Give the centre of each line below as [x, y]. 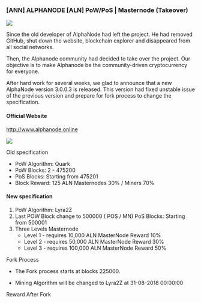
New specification [29, 196]
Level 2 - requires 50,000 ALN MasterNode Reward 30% [94, 241]
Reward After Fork [29, 294]
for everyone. [23, 71]
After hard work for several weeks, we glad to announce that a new [89, 83]
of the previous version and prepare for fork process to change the [89, 96]
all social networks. [30, 47]
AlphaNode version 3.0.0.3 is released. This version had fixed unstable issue [101, 89]
